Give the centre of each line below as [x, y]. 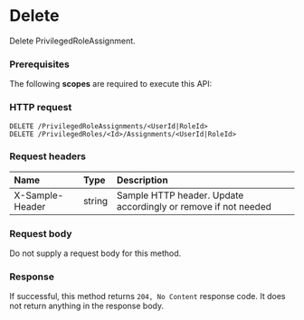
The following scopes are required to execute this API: [111, 84]
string [95, 201]
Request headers [48, 156]
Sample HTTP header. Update [180, 195]
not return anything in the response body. [87, 306]
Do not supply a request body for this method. [95, 253]
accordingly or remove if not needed [194, 206]
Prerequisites [39, 64]
